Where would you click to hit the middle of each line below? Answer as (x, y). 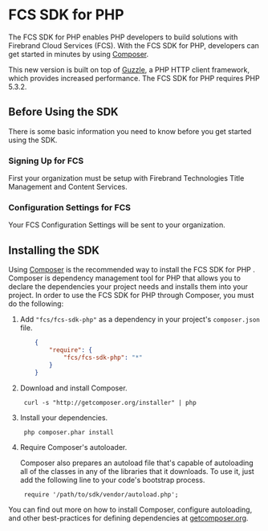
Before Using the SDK (63, 112)
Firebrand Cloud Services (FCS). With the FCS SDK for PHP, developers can (134, 45)
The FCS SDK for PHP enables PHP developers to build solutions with (123, 37)
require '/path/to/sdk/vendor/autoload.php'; (101, 494)
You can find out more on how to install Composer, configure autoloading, (130, 509)
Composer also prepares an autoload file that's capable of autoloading (137, 463)
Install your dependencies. (64, 417)
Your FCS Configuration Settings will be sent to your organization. (117, 225)
